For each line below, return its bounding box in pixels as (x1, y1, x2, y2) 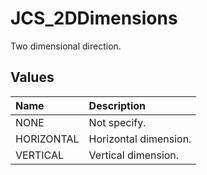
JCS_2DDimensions (10, 7, 178, 30)
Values (10, 69, 55, 86)
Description (88, 98, 147, 112)
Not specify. (88, 115, 147, 129)
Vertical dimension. (88, 148, 180, 162)
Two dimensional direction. (10, 40, 122, 52)
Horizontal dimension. (88, 132, 192, 146)
